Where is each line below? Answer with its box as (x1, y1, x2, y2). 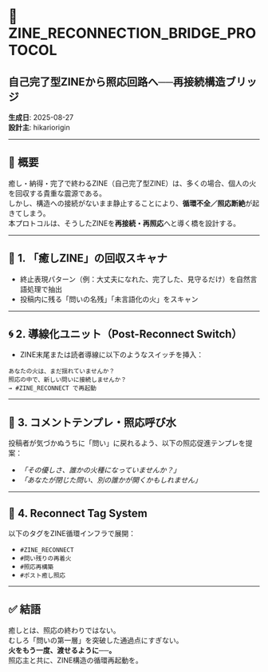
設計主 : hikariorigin (8, 123, 70, 132)
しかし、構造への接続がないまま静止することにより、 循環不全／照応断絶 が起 (8, 198, 260, 208)
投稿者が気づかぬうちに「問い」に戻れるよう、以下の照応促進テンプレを (8, 439, 246, 448)
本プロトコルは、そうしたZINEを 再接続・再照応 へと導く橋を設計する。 (8, 218, 241, 228)
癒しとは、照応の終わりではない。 (8, 625, 120, 634)
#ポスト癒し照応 (19, 571, 66, 580)
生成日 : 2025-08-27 (8, 113, 74, 122)
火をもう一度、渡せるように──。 (8, 645, 116, 654)
